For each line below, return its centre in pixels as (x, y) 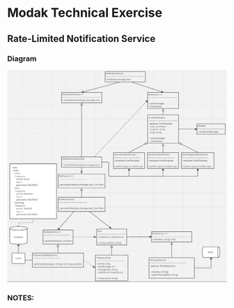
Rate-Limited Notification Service (81, 39)
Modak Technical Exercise (85, 13)
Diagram (22, 59)
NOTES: (21, 298)
